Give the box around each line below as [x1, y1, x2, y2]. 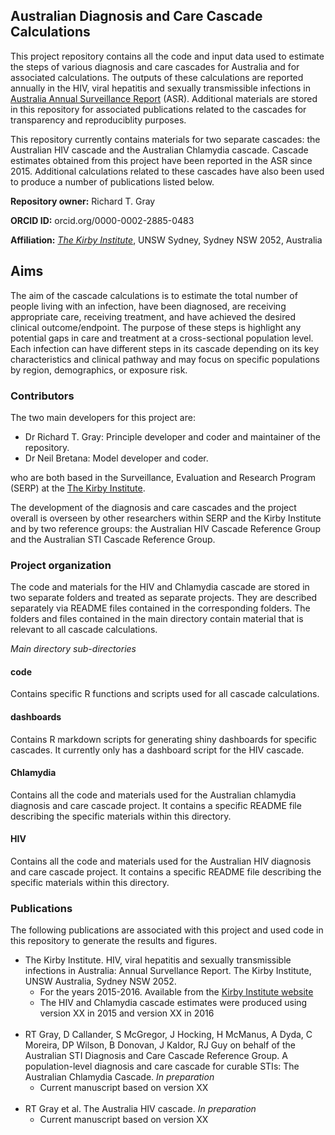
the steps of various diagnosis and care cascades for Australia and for [10, 60, 300, 73]
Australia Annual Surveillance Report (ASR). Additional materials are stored [10, 92, 318, 104]
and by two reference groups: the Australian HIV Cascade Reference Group [10, 522, 321, 534]
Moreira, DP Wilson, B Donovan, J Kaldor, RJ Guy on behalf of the [24, 1039, 296, 1051]
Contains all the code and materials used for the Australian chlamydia [10, 789, 297, 801]
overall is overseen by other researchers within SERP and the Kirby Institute [10, 512, 322, 524]
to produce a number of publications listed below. [10, 175, 215, 188]
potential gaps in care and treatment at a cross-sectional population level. [10, 332, 314, 344]
